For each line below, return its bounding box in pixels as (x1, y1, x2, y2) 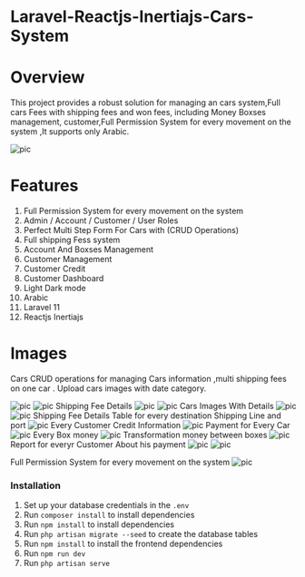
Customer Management (23, 254, 113, 265)
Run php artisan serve (23, 558, 110, 569)
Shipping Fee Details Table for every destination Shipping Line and (32, 410, 282, 421)
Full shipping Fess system (23, 234, 121, 246)
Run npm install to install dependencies (23, 519, 175, 530)
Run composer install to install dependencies (23, 510, 195, 521)
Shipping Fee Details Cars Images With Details (54, 401, 275, 411)
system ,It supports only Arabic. (10, 126, 130, 137)
